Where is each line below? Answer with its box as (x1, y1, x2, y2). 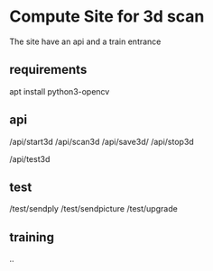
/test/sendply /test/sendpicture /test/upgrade (9, 203, 178, 214)
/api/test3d (9, 153, 51, 164)
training (9, 230, 54, 245)
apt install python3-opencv (9, 86, 110, 96)
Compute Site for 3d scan (9, 6, 205, 27)
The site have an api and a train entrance (9, 36, 162, 47)
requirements (9, 62, 88, 77)
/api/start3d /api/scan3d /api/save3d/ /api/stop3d (9, 136, 194, 147)
